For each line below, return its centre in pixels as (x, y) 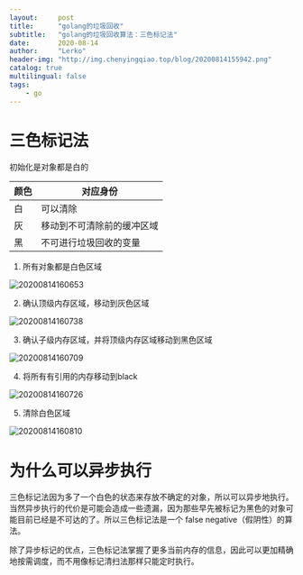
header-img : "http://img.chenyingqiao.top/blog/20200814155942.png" (141, 59)
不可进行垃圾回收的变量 (91, 242)
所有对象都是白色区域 (62, 267)
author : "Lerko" (48, 51)
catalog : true (36, 68)
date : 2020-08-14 (54, 43)
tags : (19, 85)
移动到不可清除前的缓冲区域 (100, 226)
